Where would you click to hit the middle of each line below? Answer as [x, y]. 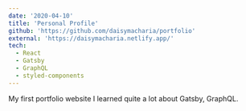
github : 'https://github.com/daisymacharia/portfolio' [102, 31]
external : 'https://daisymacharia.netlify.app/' [91, 38]
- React [29, 53]
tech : [17, 46]
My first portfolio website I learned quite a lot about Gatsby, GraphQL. [123, 98]
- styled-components [50, 76]
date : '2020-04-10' [41, 16]
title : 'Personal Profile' [53, 23]
